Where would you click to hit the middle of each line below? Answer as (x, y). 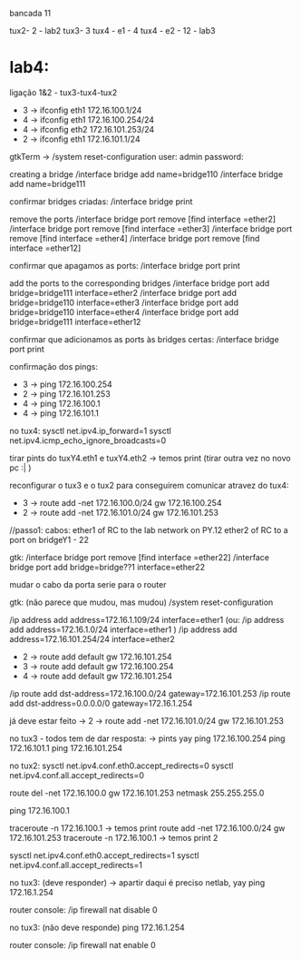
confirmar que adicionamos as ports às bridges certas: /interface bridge (144, 339)
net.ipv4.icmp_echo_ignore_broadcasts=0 (88, 440)
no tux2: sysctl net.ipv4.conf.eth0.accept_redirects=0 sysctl (121, 766)
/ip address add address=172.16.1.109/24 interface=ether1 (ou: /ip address (147, 619)
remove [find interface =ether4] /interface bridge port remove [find (135, 238)
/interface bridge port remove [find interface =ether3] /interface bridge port (151, 228)
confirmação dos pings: (53, 366)
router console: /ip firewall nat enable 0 (83, 944)
